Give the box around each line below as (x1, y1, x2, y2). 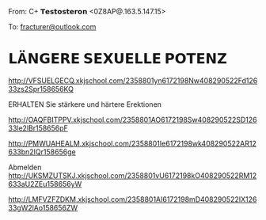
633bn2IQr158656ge (8, 146, 77, 157)
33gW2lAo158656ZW (8, 203, 78, 212)
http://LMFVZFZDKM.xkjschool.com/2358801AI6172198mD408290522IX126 (8, 194, 257, 204)
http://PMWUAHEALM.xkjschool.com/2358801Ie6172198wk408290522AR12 (8, 138, 257, 148)
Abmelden (8, 162, 42, 172)
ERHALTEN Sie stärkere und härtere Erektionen (8, 99, 162, 109)
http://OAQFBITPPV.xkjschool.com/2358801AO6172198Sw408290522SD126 (8, 115, 257, 124)
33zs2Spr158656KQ (8, 84, 74, 93)
